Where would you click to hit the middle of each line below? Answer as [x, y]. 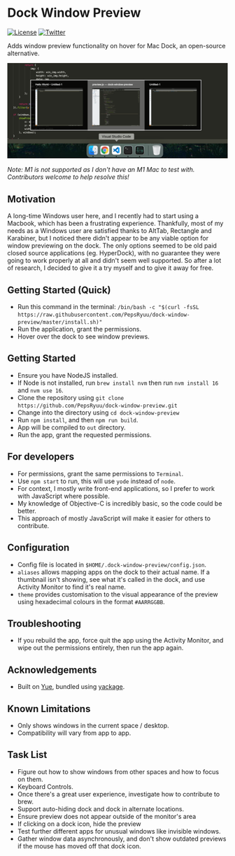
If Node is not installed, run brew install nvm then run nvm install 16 [118, 383]
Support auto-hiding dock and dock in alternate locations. [100, 808]
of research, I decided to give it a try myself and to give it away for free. [111, 268]
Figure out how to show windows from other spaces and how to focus [118, 771]
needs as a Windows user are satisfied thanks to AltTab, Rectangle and [109, 231]
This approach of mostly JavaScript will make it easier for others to [114, 518]
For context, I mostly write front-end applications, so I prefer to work [116, 488]
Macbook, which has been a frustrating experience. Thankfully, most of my [115, 223]
